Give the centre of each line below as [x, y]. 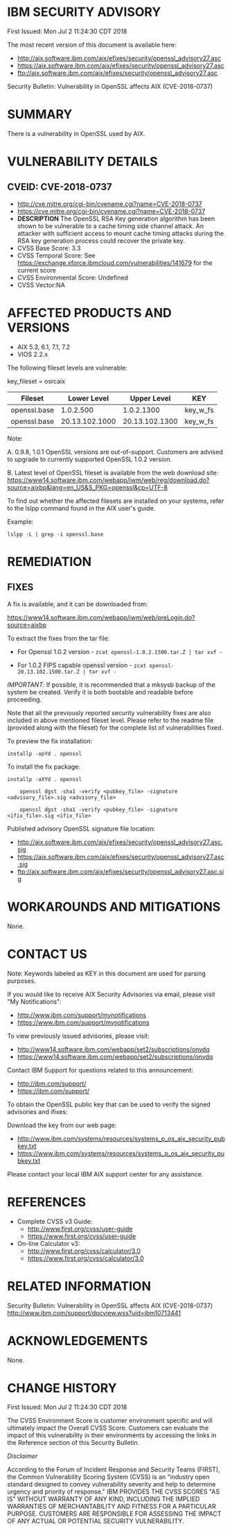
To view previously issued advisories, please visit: [79, 1036]
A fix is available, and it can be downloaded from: [78, 604]
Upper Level [150, 398]
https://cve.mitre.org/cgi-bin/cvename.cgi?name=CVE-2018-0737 [111, 211]
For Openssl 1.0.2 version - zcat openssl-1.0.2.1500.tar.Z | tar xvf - [120, 651]
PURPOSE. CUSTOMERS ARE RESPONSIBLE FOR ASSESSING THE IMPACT [114, 1514]
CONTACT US [47, 954]
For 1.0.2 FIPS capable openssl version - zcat [82, 665]
